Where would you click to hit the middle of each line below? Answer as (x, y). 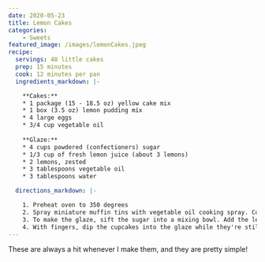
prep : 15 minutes (44, 67)
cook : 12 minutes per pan (58, 74)
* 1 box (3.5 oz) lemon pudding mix (83, 110)
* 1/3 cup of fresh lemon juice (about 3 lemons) (106, 155)
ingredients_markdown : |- (58, 81)
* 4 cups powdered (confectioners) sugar (91, 147)
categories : (28, 30)
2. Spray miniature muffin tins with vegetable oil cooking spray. (135, 212)
